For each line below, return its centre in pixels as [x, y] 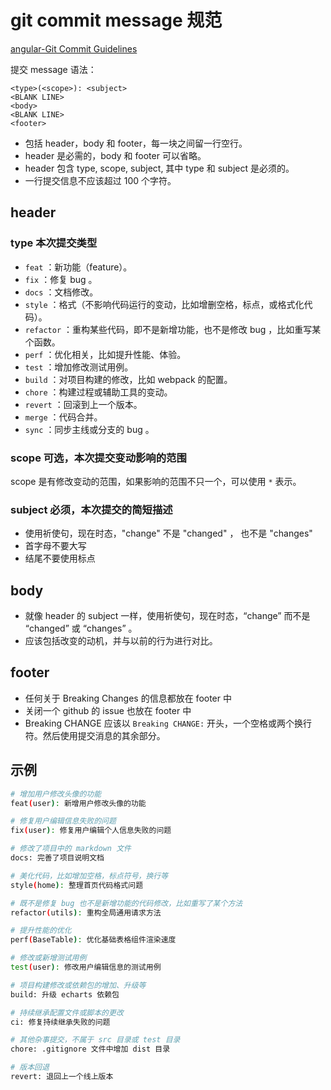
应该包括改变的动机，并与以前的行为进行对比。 [121, 641]
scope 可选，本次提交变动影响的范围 [98, 458]
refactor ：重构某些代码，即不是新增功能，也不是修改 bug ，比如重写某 [173, 329]
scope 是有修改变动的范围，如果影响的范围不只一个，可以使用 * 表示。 [156, 481]
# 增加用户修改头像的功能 [56, 794]
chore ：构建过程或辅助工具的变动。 [98, 392]
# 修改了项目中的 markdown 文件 [71, 849]
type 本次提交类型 [54, 243]
